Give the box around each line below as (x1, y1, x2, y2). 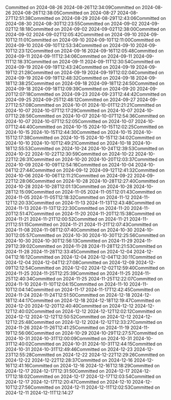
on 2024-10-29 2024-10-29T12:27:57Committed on (55, 330, 164, 336)
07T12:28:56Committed (5, 113, 55, 119)
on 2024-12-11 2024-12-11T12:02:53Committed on (55, 384, 160, 390)
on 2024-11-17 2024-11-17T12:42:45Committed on (54, 287, 160, 293)
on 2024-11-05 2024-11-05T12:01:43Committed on (55, 189, 162, 195)
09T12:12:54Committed (5, 265, 55, 271)
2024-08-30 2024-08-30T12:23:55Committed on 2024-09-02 (5, 20, 138, 27)
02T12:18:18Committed (5, 26, 54, 32)
